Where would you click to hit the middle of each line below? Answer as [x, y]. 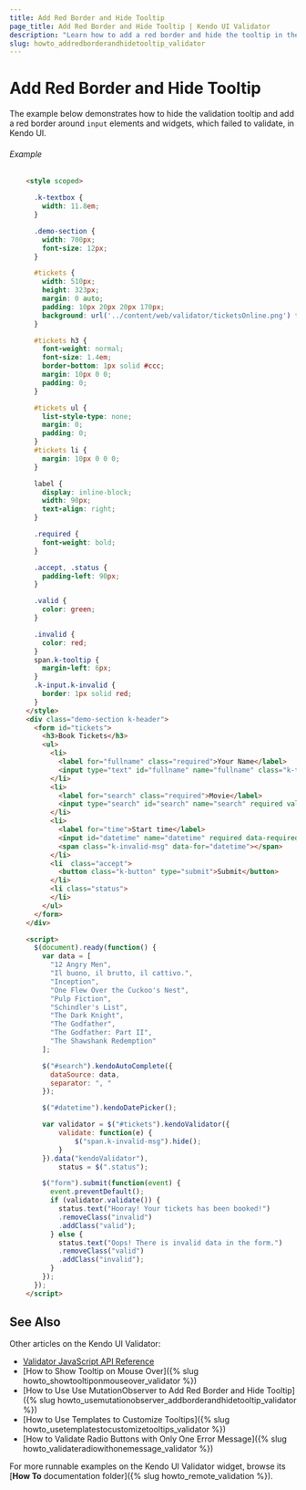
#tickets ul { [61, 408]
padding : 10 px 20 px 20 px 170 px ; [104, 307]
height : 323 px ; [71, 290]
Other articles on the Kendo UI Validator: [85, 1344]
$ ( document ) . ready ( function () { [95, 948]
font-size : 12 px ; [75, 248]
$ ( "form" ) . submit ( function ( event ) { [112, 1183]
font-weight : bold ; [79, 542]
